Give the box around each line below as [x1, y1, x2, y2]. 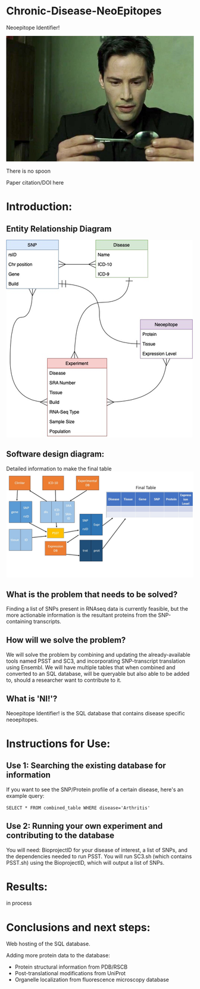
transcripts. [33, 618, 61, 625]
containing [6, 618, 33, 625]
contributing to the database [6, 831, 115, 841]
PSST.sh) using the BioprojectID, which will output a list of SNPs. [6, 859, 165, 866]
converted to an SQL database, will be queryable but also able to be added [6, 670, 190, 677]
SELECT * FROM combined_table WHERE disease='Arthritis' [6, 805, 151, 811]
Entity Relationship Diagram [6, 223, 112, 234]
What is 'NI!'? [6, 694, 58, 704]
